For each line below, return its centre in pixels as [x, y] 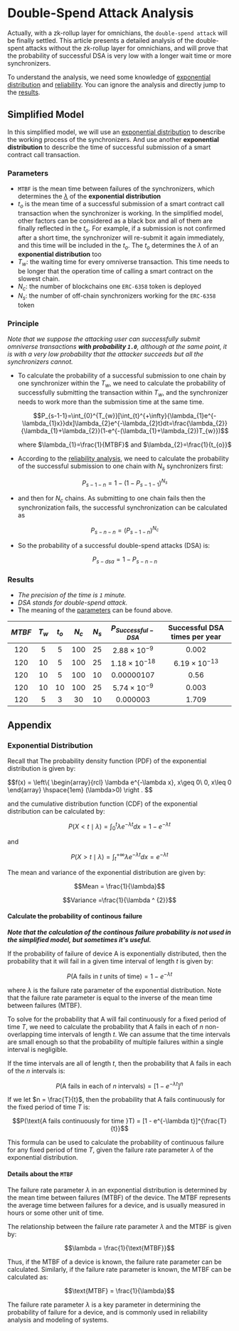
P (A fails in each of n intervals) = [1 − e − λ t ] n [119, 1085]
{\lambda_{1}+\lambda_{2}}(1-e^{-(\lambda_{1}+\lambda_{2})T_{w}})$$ [125, 430]
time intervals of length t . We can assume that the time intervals [137, 1034]
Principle [23, 323]
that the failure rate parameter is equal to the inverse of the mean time [110, 998]
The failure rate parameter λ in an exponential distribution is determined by [117, 1190]
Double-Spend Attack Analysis [101, 13]
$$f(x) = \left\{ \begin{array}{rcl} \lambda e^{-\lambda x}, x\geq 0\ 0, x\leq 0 [119, 782]
